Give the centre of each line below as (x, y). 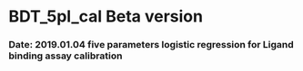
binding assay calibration (66, 56)
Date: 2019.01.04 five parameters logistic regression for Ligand (151, 45)
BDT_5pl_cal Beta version (106, 17)
